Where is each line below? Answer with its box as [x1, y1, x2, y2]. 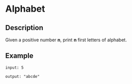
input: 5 [5, 65, 24, 70]
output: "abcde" [5, 74, 40, 79]
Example [5, 51, 34, 60]
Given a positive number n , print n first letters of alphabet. [5, 37, 127, 43]
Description [5, 23, 43, 32]
